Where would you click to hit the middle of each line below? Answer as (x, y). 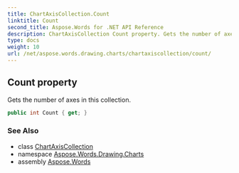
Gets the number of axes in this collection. (69, 100)
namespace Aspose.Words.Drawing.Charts (81, 154)
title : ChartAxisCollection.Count (59, 14)
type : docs (23, 41)
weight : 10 (23, 47)
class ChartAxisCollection (55, 146)
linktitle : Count (33, 21)
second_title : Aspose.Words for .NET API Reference (85, 27)
